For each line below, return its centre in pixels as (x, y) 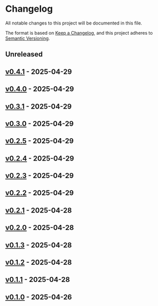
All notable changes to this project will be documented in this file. (74, 23)
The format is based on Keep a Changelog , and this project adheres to (79, 33)
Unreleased (24, 54)
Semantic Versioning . (28, 38)
